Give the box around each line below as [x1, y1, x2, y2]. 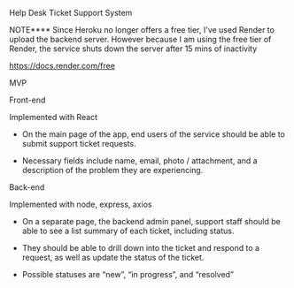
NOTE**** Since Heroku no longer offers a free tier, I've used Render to [9, 25, 275, 34]
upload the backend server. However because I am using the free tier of [9, 34, 272, 44]
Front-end [9, 95, 46, 105]
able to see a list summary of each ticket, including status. [21, 225, 235, 236]
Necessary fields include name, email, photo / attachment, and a [21, 155, 259, 166]
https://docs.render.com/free [9, 61, 115, 71]
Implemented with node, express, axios [9, 199, 152, 209]
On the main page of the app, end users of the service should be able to [21, 129, 286, 140]
